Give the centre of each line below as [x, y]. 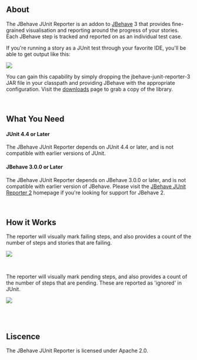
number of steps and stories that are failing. [59, 243]
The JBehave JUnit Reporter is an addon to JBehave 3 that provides [89, 24]
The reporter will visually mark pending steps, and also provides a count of [97, 277]
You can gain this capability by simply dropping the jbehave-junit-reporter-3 [98, 77]
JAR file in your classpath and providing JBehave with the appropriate [91, 82]
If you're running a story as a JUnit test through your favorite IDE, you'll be [96, 48]
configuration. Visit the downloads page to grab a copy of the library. [90, 89]
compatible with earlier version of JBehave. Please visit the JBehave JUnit [96, 186]
